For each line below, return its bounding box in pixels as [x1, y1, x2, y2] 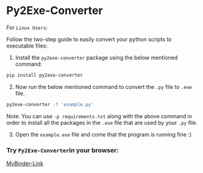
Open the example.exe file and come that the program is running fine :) [15, 130, 192, 138]
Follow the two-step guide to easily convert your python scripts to [6, 35, 172, 43]
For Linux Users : [6, 24, 48, 31]
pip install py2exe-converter [6, 72, 84, 78]
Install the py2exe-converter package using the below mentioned [15, 54, 178, 61]
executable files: [6, 42, 48, 49]
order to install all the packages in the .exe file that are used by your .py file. [6, 119, 198, 126]
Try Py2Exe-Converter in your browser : [6, 146, 119, 154]
